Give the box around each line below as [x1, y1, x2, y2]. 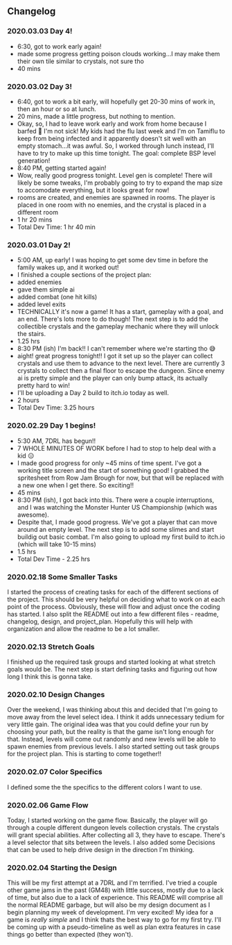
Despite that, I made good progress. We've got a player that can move [17, 517, 217, 526]
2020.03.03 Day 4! [7, 26, 73, 36]
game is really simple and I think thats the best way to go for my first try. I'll [7, 916, 222, 924]
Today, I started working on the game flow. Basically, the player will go [7, 816, 208, 825]
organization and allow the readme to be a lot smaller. [7, 624, 161, 633]
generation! [17, 156, 51, 165]
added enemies [17, 278, 62, 287]
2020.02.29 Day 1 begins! [7, 421, 96, 430]
